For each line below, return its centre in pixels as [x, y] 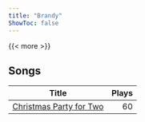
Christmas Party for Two [58, 107]
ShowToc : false [34, 23]
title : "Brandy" [35, 16]
